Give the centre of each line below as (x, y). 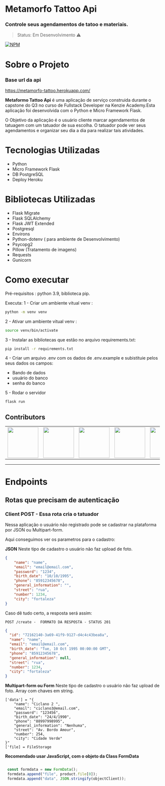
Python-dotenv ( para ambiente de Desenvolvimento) (66, 239)
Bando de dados (29, 373)
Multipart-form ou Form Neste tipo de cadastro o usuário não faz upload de (82, 686)
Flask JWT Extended (33, 223)
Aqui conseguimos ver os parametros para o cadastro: (60, 539)
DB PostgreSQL (28, 174)
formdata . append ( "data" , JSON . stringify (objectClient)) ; (67, 779)
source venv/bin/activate (31, 330)
